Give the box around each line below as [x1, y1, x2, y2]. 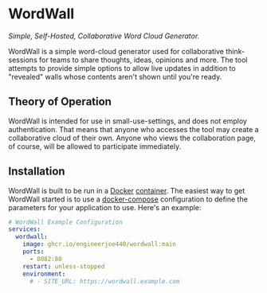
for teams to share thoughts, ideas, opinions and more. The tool [38, 55, 248, 64]
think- [226, 46, 245, 56]
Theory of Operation [8, 95, 112, 108]
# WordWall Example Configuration [8, 218, 124, 226]
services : [8, 225, 41, 233]
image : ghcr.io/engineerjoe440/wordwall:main [22, 240, 177, 248]
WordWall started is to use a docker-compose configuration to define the [8, 194, 249, 204]
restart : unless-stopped [22, 262, 105, 271]
